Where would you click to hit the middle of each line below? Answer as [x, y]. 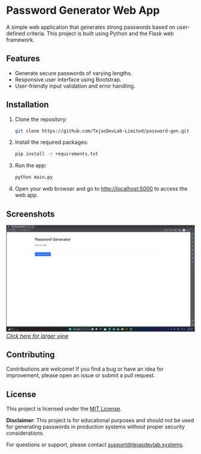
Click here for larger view [37, 336]
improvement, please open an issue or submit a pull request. [81, 375]
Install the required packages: [51, 142]
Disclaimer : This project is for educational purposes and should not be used [100, 420]
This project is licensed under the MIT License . [64, 409]
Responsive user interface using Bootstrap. [68, 79]
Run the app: [31, 166]
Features [23, 58]
